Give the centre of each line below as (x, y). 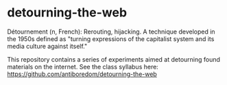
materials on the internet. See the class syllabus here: (83, 66)
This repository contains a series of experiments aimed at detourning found (114, 59)
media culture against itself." (47, 46)
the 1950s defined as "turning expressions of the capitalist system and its (111, 38)
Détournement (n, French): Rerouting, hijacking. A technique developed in (111, 32)
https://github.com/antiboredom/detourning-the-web (82, 74)
